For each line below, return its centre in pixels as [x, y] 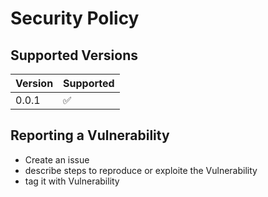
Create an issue [57, 159]
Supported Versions [74, 55]
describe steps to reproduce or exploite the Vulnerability [141, 170]
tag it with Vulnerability [72, 181]
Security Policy [75, 18]
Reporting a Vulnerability [90, 135]
